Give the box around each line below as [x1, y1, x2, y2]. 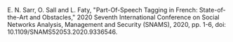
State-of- [199, 6, 226, 14]
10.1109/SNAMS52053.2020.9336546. [7, 28, 118, 36]
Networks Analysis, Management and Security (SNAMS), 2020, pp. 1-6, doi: [7, 21, 227, 28]
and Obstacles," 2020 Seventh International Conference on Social [29, 13, 220, 21]
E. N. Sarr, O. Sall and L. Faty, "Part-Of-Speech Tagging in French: [7, 6, 198, 14]
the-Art [7, 13, 28, 21]
